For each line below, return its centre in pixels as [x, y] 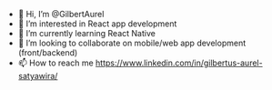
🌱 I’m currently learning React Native [87, 33]
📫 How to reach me [55, 63]
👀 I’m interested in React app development [97, 24]
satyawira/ [38, 76]
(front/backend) [48, 53]
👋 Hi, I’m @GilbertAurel [61, 14]
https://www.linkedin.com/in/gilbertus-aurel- [179, 63]
